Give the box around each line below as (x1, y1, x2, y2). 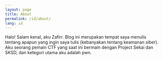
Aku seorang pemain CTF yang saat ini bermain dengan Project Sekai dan (5, 44, 154, 50)
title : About (5, 12, 32, 17)
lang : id (5, 20, 23, 26)
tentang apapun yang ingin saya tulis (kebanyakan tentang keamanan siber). (5, 40, 159, 45)
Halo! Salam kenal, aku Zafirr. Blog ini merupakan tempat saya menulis (5, 34, 146, 40)
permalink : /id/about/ (5, 16, 51, 21)
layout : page (5, 7, 32, 12)
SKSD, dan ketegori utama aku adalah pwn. (5, 50, 92, 56)
